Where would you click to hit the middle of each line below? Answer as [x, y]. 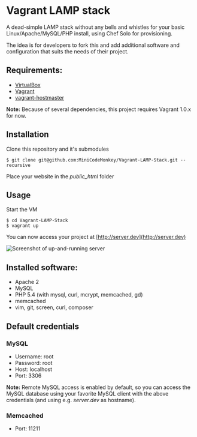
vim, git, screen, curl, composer [54, 307]
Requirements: [34, 71]
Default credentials [43, 326]
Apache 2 [27, 282]
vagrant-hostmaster [40, 97]
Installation [28, 135]
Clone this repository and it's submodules [57, 149]
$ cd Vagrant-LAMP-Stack [37, 221]
